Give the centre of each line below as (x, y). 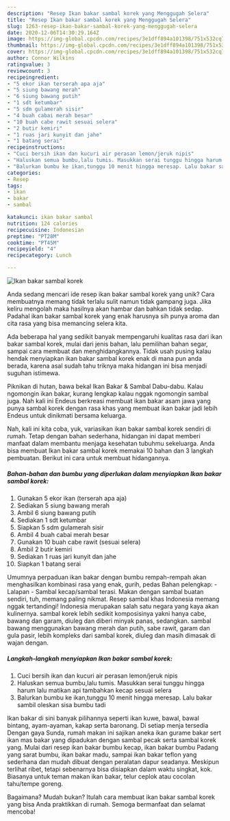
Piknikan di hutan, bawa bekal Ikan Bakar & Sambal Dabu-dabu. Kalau (105, 386)
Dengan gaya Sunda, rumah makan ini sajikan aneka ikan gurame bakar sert (114, 733)
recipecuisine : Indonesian (46, 230)
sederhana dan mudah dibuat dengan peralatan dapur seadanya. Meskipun (113, 761)
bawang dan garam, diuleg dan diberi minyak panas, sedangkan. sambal (109, 621)
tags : (15, 186)
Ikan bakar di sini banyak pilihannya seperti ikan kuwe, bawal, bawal (103, 718)
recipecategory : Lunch (39, 255)
